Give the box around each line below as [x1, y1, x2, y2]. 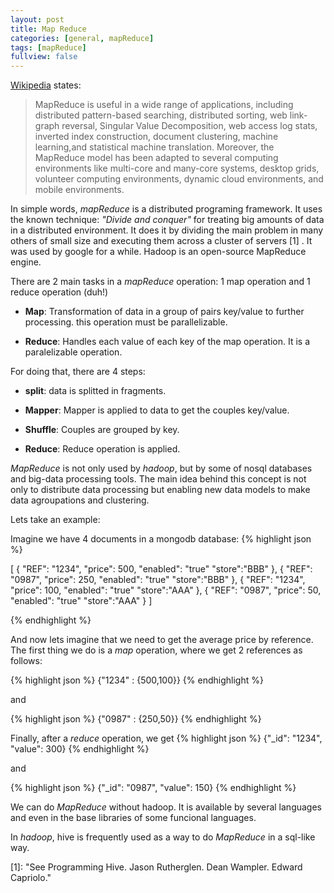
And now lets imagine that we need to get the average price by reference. [10, 634, 314, 646]
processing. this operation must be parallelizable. [24, 316, 228, 328]
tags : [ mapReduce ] [10, 42, 87, 53]
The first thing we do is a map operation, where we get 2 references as [10, 644, 303, 656]
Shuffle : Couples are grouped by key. [24, 424, 180, 436]
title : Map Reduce [10, 24, 87, 34]
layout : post [10, 14, 65, 25]
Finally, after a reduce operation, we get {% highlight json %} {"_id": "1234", [10, 732, 323, 745]
